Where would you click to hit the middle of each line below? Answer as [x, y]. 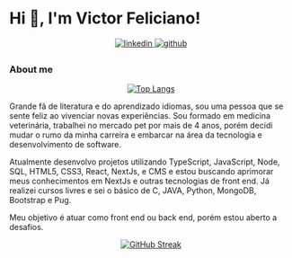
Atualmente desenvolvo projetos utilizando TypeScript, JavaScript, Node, [145, 162]
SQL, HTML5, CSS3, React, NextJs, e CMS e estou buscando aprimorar [142, 172]
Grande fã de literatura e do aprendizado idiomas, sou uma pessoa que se [146, 106]
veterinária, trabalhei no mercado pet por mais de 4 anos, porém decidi [141, 126]
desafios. [27, 227]
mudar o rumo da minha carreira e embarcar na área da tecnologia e [136, 135]
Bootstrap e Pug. [40, 200]
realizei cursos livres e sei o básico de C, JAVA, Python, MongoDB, [133, 191]
